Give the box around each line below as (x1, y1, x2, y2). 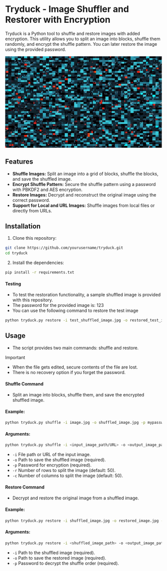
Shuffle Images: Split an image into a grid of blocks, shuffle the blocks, (12, 171, 159, 177)
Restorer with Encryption (5, 14, 111, 25)
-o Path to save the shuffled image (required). (12, 457, 106, 463)
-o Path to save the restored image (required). (12, 555, 106, 561)
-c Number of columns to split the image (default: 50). (12, 473, 123, 478)
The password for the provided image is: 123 (12, 302, 104, 308)
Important (5, 354, 25, 360)
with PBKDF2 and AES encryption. (12, 187, 83, 192)
